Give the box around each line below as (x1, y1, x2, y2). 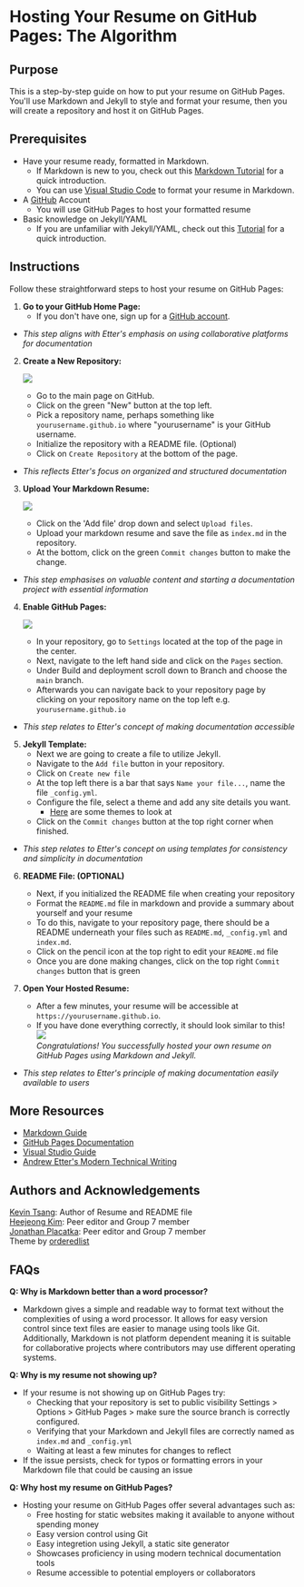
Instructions (9, 259, 80, 274)
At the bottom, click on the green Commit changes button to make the (35, 547, 291, 558)
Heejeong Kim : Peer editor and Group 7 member (9, 1216, 191, 1227)
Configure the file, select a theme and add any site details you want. (35, 797, 291, 808)
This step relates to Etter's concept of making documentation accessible (22, 720, 295, 732)
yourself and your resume (35, 907, 133, 918)
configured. (35, 1416, 80, 1427)
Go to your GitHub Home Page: (22, 301, 141, 312)
